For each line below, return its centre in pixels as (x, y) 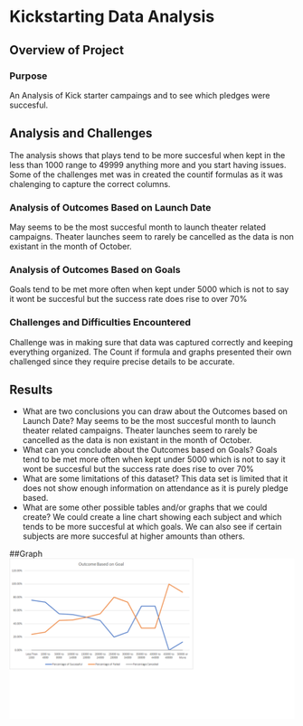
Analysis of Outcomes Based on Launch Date (110, 207)
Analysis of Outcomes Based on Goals (95, 269)
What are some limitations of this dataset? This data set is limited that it (155, 479)
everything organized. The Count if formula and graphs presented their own (151, 352)
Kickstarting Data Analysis (112, 17)
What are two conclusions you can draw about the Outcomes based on (155, 411)
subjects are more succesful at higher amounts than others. (134, 536)
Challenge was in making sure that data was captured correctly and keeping (151, 342)
